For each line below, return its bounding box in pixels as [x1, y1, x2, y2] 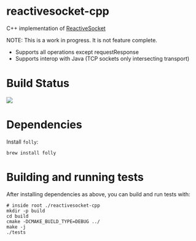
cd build [6, 213, 29, 219]
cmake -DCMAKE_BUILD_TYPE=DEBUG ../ [6, 218, 100, 224]
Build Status [6, 77, 69, 90]
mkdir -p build [6, 207, 45, 214]
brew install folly [6, 150, 57, 156]
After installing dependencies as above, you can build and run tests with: [6, 190, 190, 197]
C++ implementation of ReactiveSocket [6, 25, 106, 32]
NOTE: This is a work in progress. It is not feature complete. [6, 36, 158, 44]
